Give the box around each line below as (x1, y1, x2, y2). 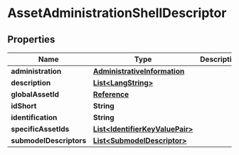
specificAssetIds (11, 124, 70, 134)
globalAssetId (11, 90, 59, 99)
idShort (11, 101, 37, 111)
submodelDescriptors (11, 136, 87, 145)
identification (11, 112, 58, 122)
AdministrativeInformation (92, 66, 185, 76)
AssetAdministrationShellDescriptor (7, 5, 227, 21)
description (11, 78, 51, 87)
